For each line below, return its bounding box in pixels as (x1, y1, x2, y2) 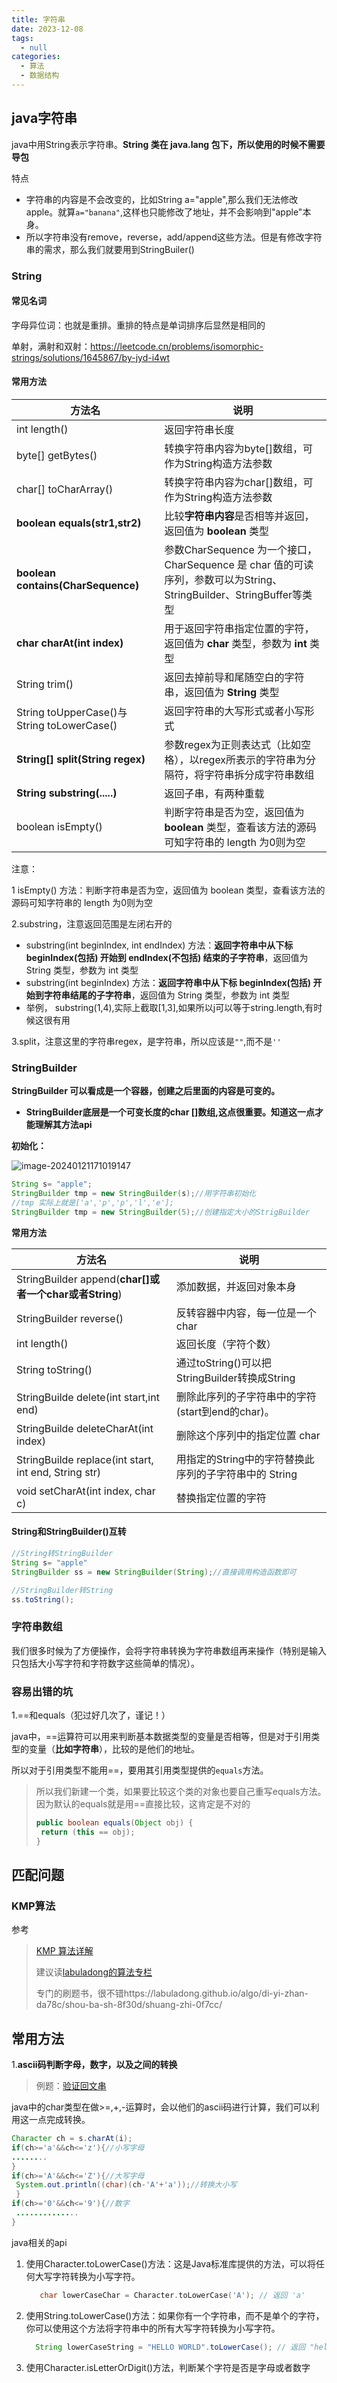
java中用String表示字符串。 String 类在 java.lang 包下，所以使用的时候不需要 (11, 138, 326, 150)
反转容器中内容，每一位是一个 (175, 1306, 317, 1320)
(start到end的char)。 (175, 1404, 275, 1418)
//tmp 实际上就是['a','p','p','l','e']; (11, 1198, 174, 1208)
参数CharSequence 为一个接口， (164, 543, 318, 557)
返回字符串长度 (164, 423, 235, 437)
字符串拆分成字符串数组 (204, 768, 315, 782)
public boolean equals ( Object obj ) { (35, 1817, 194, 1828)
